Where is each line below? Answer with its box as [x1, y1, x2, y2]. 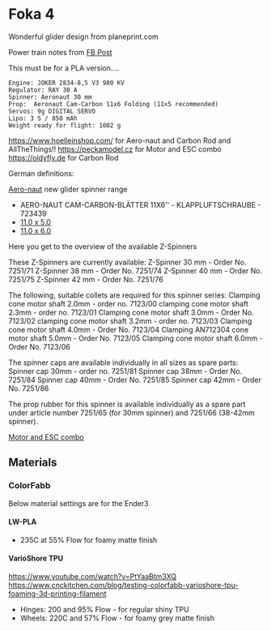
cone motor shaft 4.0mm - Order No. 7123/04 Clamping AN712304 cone [8, 324, 249, 334]
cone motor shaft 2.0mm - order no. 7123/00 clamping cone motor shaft [8, 298, 249, 308]
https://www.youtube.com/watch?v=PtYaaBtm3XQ [8, 572, 176, 582]
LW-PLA [8, 517, 37, 527]
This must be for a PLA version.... [8, 62, 120, 73]
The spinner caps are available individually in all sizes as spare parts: [8, 358, 239, 367]
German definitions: [8, 168, 74, 178]
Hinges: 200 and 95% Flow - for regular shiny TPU [19, 605, 190, 615]
